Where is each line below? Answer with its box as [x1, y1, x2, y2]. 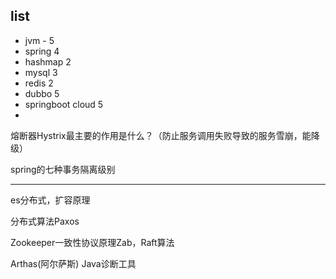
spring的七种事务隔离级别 [10, 163, 116, 175]
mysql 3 [24, 66, 58, 78]
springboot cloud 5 [24, 98, 104, 110]
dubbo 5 [24, 87, 60, 99]
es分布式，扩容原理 [10, 194, 91, 206]
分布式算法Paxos [10, 215, 80, 227]
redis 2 [24, 77, 54, 89]
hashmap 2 [24, 55, 72, 68]
